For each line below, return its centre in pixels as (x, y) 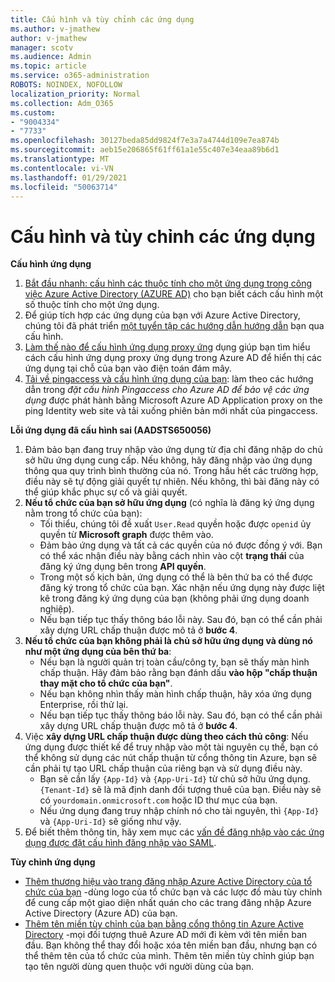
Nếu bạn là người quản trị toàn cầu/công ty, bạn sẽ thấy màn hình (174, 662)
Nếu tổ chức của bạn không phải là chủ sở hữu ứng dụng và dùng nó (168, 641)
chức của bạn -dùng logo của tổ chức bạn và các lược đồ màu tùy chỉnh (173, 892)
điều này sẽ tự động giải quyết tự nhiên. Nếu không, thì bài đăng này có (172, 482)
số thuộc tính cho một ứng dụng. (92, 305)
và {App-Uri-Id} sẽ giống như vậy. (110, 822)
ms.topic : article (48, 66)
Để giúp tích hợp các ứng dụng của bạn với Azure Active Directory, (162, 315)
